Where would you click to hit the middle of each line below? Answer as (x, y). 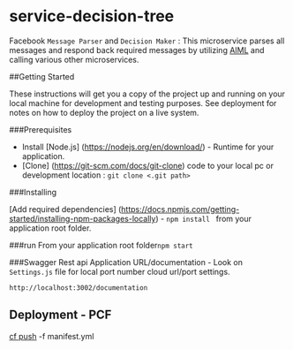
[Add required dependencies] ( (65, 209)
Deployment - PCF (60, 315)
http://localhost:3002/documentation (79, 288)
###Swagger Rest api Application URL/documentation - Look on (126, 262)
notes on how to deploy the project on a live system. (104, 112)
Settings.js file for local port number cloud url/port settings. (120, 271)
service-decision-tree (92, 16)
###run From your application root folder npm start (101, 245)
